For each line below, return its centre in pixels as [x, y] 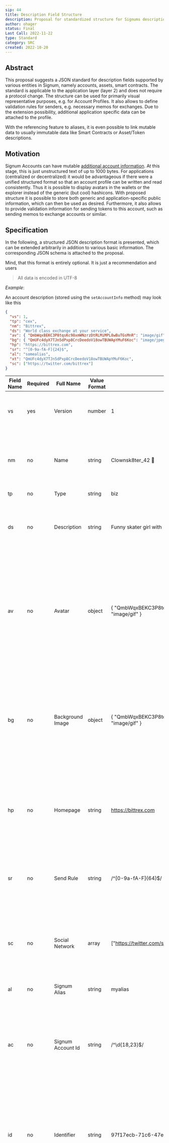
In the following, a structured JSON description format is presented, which [82, 242]
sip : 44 [13, 10]
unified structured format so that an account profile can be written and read [83, 182]
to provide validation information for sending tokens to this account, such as [84, 209]
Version [63, 411]
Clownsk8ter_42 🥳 [133, 461]
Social [61, 940]
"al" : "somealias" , [30, 354]
